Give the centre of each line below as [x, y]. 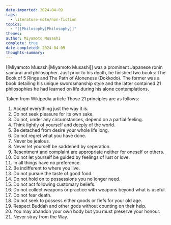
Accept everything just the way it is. [51, 108]
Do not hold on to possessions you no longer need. [67, 179]
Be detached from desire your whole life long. [61, 130]
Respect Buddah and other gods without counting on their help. [80, 206]
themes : [14, 34]
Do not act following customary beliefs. [54, 184]
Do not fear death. [32, 195]
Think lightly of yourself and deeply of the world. [64, 125]
